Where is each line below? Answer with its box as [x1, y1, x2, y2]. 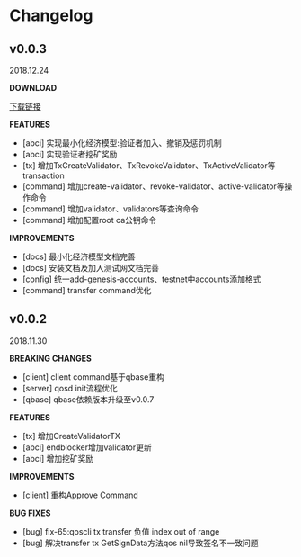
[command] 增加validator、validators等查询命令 [22, 203, 199, 214]
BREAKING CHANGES [9, 353, 93, 364]
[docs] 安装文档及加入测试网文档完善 [22, 263, 160, 273]
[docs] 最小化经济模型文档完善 [22, 251, 137, 262]
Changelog [9, 5, 93, 26]
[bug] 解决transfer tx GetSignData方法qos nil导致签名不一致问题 [22, 537, 259, 548]
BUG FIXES [9, 508, 51, 518]
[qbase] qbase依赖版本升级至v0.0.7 [22, 393, 155, 405]
